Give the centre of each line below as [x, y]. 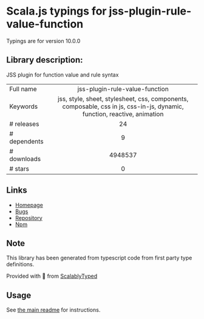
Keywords [24, 106]
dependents [26, 141]
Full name [23, 89]
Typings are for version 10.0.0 [43, 41]
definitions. [20, 264]
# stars [19, 168]
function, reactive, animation [123, 114]
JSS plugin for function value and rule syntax [63, 75]
